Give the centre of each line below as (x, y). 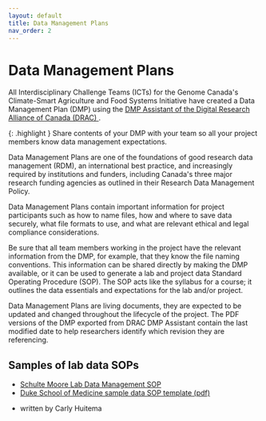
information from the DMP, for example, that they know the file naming (124, 256)
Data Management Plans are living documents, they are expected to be (125, 306)
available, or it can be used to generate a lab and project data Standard (125, 274)
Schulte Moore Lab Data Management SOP (90, 384)
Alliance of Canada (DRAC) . (55, 118)
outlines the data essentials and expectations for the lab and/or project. (126, 291)
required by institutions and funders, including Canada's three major (121, 174)
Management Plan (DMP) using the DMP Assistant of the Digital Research (129, 110)
